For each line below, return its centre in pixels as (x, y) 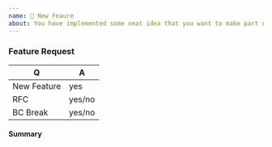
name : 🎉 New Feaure (41, 16)
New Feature (37, 86)
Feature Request (42, 52)
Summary (25, 134)
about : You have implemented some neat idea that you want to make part (134, 23)
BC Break (30, 112)
